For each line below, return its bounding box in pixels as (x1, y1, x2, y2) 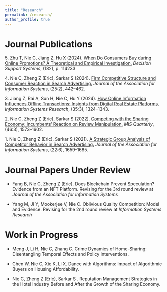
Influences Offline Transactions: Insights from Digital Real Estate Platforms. (5, 101, 159, 107)
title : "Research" (5, 7, 43, 13)
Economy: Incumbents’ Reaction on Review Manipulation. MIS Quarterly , (5, 121, 154, 127)
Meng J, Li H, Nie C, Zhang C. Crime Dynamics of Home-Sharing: (12, 246, 147, 252)
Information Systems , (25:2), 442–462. (5, 86, 86, 92)
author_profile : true (5, 17, 50, 22)
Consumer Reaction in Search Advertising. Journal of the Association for (5, 81, 155, 87)
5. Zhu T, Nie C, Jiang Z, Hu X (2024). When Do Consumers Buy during (5, 55, 152, 61)
